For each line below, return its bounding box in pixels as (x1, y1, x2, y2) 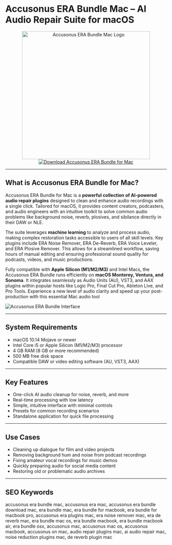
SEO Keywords (5, 488, 54, 496)
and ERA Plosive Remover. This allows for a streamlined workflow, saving (5, 245, 160, 251)
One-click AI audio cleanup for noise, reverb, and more (12, 391, 129, 398)
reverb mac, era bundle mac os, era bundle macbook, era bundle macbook (5, 518, 163, 524)
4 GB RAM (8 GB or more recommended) (12, 347, 100, 354)
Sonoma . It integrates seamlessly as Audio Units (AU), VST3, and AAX (5, 277, 154, 283)
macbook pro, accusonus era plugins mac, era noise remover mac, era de (5, 512, 161, 518)
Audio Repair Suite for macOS (5, 14, 135, 26)
